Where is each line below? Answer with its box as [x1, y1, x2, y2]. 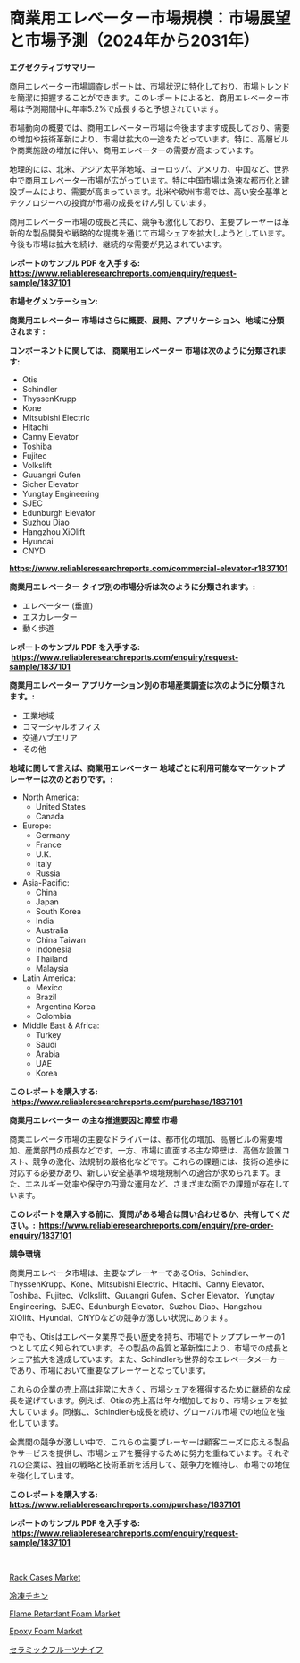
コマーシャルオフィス [21, 721, 101, 732]
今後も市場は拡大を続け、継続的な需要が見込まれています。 [9, 238, 228, 249]
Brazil [35, 991, 57, 1002]
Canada [35, 810, 65, 821]
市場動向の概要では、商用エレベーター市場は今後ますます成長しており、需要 [9, 122, 290, 133]
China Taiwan [35, 934, 87, 945]
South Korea [35, 905, 82, 916]
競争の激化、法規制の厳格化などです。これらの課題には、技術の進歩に [32, 1156, 290, 1167]
